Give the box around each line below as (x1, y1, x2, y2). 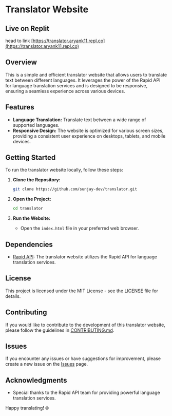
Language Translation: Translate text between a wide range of (12, 117, 146, 123)
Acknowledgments (5, 376, 68, 385)
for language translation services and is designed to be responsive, (5, 82, 148, 88)
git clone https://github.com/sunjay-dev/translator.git (12, 186, 138, 192)
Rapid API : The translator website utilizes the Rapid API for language (12, 254, 158, 260)
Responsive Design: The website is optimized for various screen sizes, (12, 127, 164, 134)
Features (5, 103, 34, 111)
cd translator (12, 206, 43, 211)
